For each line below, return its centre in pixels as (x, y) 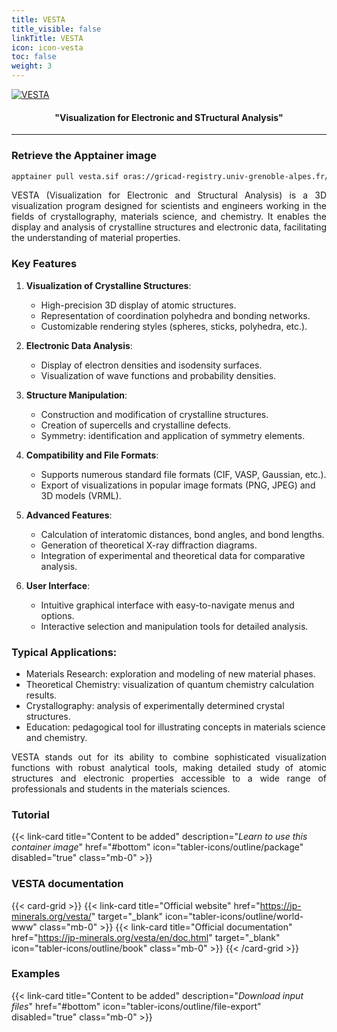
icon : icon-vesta (47, 47)
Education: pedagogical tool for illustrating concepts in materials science (175, 727)
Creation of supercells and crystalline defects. (135, 425)
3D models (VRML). (81, 495)
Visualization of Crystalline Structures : (108, 285)
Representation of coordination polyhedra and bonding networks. (175, 315)
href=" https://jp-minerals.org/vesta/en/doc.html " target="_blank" (146, 937)
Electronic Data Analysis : (79, 345)
